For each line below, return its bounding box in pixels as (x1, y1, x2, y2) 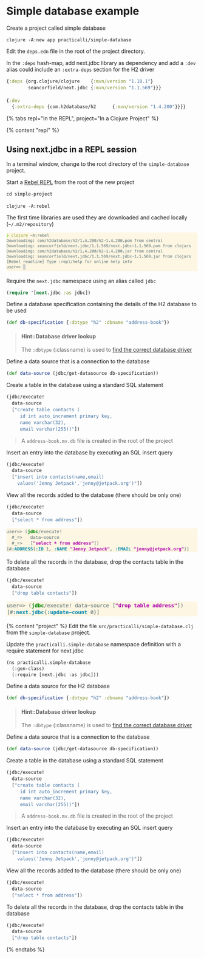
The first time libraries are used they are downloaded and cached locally (6, 214, 188, 221)
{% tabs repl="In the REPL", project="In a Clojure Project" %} (6, 115, 159, 122)
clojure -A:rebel (6, 204, 50, 210)
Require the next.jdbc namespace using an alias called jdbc (6, 277, 157, 284)
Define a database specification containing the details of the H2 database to (6, 301, 197, 308)
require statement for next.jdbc (6, 647, 84, 654)
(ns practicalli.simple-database (6, 660, 91, 666)
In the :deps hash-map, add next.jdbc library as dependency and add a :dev (6, 59, 196, 66)
